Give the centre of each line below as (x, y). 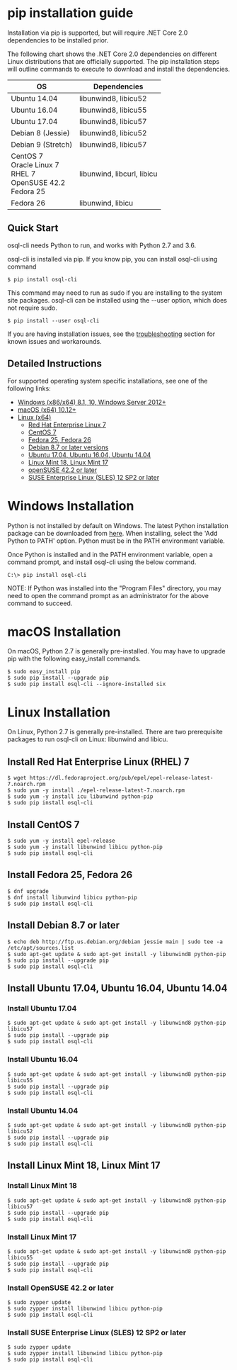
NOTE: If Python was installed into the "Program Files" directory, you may (114, 588)
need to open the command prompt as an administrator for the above (108, 595)
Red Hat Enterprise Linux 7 (67, 425)
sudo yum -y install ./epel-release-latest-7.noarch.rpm (99, 791)
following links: (29, 388)
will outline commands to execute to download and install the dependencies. (118, 69)
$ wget (17, 778)
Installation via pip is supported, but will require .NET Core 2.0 (98, 33)
